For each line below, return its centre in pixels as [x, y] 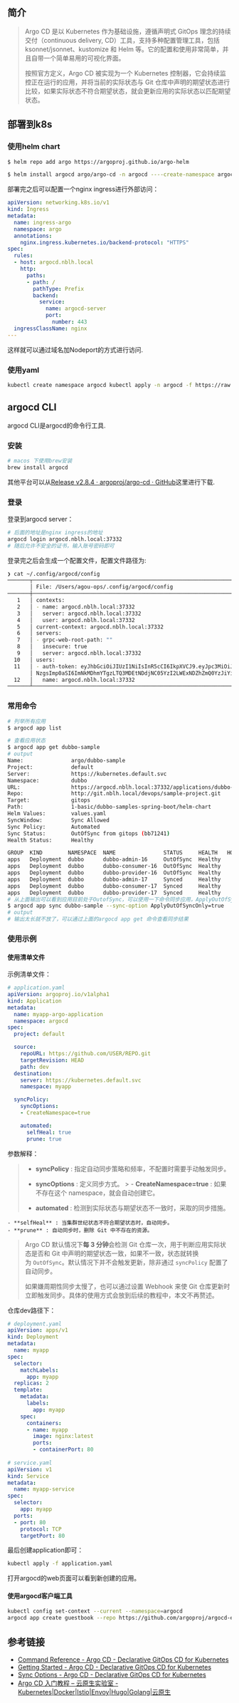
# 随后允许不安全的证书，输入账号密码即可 [61, 546]
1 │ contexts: [41, 601]
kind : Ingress [28, 209]
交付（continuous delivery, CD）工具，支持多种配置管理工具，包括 [122, 40]
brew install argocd [38, 467]
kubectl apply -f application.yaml [60, 1564]
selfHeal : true [49, 1132]
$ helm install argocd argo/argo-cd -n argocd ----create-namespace [111, 175]
